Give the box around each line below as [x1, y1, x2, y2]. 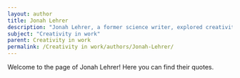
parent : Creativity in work [7, 37, 91, 44]
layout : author [7, 10, 53, 18]
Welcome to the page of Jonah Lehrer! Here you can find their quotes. [7, 63, 214, 71]
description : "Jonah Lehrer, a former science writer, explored [7, 23, 203, 30]
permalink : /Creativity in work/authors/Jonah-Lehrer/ [7, 43, 174, 50]
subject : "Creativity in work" [7, 30, 101, 38]
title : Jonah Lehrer [7, 17, 69, 24]
